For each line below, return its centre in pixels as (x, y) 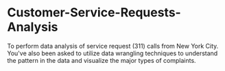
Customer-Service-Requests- (94, 13)
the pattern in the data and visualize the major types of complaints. (102, 60)
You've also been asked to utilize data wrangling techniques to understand (113, 53)
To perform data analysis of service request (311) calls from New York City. (113, 46)
